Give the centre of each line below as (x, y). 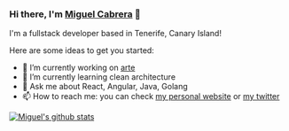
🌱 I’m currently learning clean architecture (98, 77)
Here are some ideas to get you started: (82, 50)
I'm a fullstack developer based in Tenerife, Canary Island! (115, 34)
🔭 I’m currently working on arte (78, 68)
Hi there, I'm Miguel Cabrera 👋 (75, 14)
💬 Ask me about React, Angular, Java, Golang (105, 87)
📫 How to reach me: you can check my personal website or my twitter (151, 96)
